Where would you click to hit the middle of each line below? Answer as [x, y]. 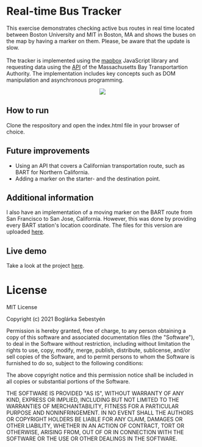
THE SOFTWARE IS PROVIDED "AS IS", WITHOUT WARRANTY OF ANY [95, 393]
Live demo [27, 251]
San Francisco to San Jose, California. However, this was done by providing [101, 219]
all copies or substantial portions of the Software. [68, 382]
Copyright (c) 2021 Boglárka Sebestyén [56, 319]
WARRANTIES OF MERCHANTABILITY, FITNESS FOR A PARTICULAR [92, 406]
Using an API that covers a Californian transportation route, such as [100, 165]
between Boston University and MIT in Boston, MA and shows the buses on [101, 34]
